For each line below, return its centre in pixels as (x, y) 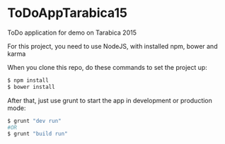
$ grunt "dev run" (34, 121)
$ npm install (28, 80)
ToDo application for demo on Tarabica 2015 (72, 32)
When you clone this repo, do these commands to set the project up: (107, 67)
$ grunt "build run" (38, 134)
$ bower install (31, 87)
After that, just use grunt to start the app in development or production (110, 100)
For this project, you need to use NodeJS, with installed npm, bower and (112, 46)
